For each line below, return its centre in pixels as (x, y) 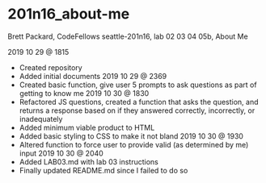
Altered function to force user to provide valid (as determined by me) (134, 144)
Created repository (51, 67)
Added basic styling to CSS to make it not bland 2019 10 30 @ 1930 (131, 136)
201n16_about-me (69, 14)
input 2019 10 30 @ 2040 (61, 153)
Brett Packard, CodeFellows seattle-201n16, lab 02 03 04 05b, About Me (128, 36)
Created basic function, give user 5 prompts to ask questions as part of (138, 85)
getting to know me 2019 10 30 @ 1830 (84, 93)
